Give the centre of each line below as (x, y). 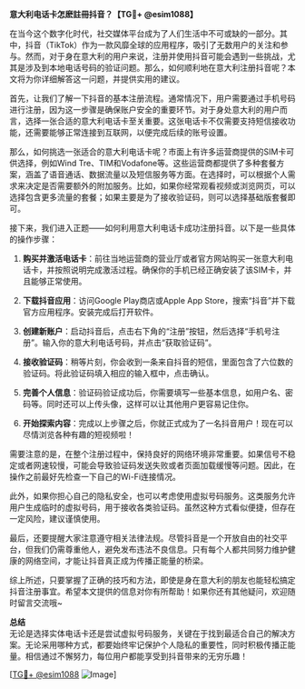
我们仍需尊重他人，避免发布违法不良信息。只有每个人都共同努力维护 (160, 549)
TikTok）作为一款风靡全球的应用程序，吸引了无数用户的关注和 (165, 45)
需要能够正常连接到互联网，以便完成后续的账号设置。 (133, 132)
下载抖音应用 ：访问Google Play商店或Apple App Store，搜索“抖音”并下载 (159, 300)
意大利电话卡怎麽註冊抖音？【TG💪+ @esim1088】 (103, 14)
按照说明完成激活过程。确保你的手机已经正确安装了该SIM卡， (169, 270)
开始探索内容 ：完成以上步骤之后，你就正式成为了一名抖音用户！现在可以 (157, 423)
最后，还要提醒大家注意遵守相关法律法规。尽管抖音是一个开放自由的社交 (144, 538)
